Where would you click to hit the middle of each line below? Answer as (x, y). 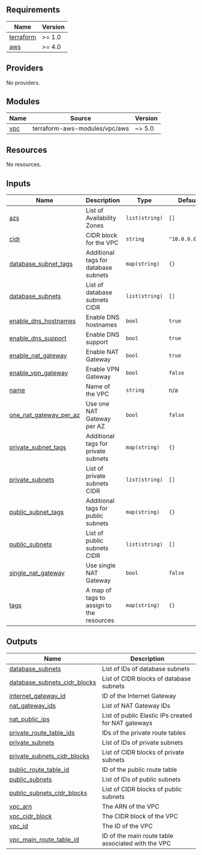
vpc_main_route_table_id (44, 839)
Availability (101, 218)
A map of (99, 590)
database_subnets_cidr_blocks (53, 682)
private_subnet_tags (38, 448)
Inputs (19, 183)
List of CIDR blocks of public (142, 789)
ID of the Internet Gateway (139, 696)
